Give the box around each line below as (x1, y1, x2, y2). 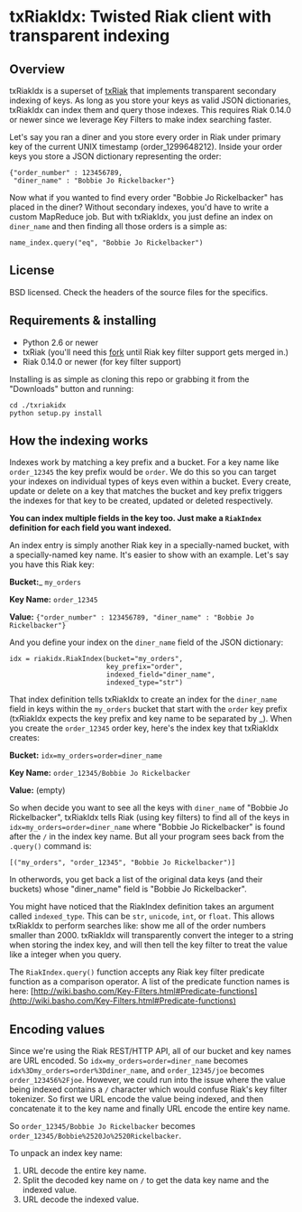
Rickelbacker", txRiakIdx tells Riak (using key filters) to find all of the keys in (9, 812, 290, 823)
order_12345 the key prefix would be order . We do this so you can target (9, 467, 277, 478)
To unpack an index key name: (9, 1148, 124, 1159)
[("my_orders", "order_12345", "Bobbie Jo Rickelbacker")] (9, 858, 236, 868)
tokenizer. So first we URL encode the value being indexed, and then (9, 1094, 264, 1105)
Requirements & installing (9, 313, 157, 329)
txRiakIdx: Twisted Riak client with (9, 6, 272, 27)
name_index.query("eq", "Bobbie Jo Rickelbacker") (9, 238, 204, 247)
